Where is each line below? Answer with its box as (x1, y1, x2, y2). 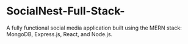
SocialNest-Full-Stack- (6, 4, 125, 18)
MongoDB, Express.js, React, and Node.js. (6, 30, 113, 37)
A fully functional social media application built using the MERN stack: (6, 24, 182, 31)
